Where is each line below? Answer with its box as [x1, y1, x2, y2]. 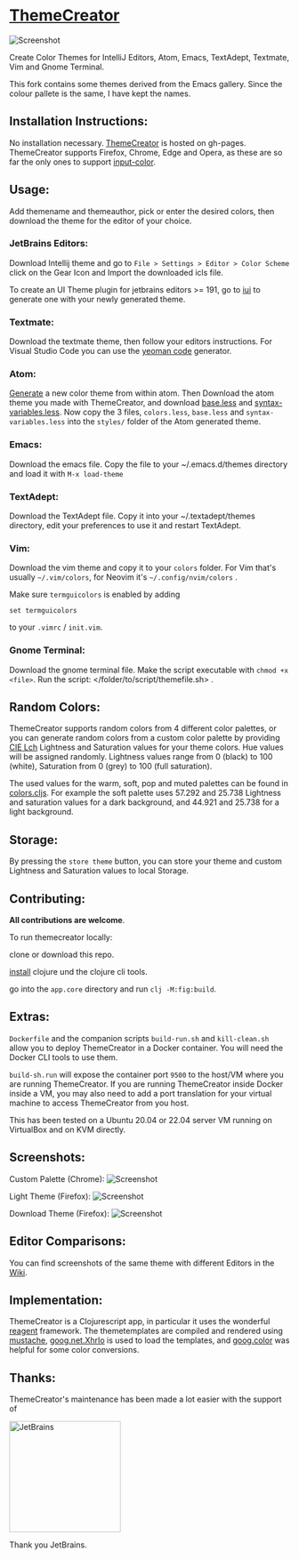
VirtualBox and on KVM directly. [9, 1124, 126, 1135]
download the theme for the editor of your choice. [9, 215, 192, 226]
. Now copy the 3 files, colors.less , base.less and [59, 406, 245, 418]
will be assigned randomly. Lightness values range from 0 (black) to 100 [9, 751, 273, 762]
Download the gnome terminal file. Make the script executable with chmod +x [9, 664, 289, 675]
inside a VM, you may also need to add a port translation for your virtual [9, 1088, 272, 1098]
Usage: [9, 182, 51, 197]
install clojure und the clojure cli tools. [9, 967, 149, 977]
